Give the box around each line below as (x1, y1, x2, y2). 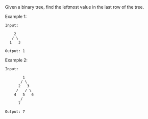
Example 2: (5, 57, 28, 63)
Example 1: (5, 14, 27, 19)
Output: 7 (5, 109, 25, 114)
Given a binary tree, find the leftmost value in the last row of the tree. (5, 4, 144, 10)
